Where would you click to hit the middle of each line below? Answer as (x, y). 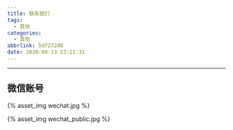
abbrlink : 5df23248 (35, 46)
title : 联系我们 (28, 13)
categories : (24, 33)
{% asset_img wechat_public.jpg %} (59, 119)
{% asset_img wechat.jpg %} (49, 105)
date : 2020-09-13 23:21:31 (46, 53)
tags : (15, 20)
